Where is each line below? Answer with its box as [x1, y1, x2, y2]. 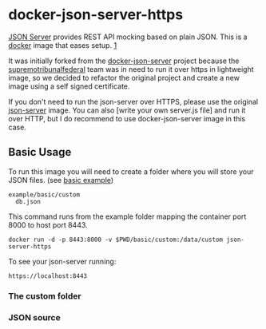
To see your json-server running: [8, 256, 117, 266]
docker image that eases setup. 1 [8, 40, 117, 50]
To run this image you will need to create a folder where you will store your [8, 166, 254, 176]
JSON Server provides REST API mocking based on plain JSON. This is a [8, 32, 248, 42]
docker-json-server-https [8, 6, 184, 24]
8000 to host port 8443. [8, 220, 88, 229]
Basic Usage [8, 145, 72, 159]
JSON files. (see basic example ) [8, 175, 114, 184]
